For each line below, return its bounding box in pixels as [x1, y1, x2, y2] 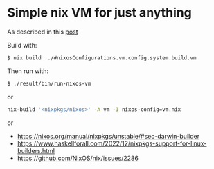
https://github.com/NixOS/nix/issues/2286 [17, 154, 139, 162]
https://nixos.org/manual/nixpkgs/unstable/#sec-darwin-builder [17, 132, 199, 140]
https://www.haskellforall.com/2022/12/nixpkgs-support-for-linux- [17, 139, 207, 148]
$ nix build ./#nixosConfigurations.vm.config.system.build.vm [7, 54, 197, 61]
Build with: [7, 41, 37, 49]
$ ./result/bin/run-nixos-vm [7, 80, 91, 87]
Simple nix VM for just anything [7, 5, 192, 21]
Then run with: [7, 67, 49, 75]
